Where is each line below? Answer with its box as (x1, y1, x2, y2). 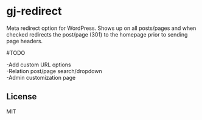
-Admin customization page (6, 74, 76, 81)
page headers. (6, 37, 43, 44)
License (6, 91, 37, 102)
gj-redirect (6, 4, 62, 18)
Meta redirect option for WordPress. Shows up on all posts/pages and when (6, 24, 197, 32)
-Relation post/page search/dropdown (6, 67, 102, 74)
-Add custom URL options (6, 61, 71, 68)
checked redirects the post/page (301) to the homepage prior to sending (6, 30, 188, 38)
